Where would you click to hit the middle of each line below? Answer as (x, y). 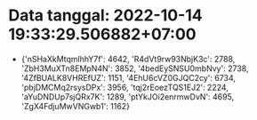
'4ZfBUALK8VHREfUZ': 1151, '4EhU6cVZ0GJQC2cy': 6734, (128, 77)
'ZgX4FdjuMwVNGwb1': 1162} (76, 106)
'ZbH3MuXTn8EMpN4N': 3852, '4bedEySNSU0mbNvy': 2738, (135, 68)
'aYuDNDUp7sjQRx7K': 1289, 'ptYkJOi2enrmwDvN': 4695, (128, 96)
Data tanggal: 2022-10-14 (105, 16)
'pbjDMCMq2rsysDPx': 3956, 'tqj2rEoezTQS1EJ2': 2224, (124, 87)
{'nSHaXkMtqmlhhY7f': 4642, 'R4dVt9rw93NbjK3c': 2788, (128, 59)
